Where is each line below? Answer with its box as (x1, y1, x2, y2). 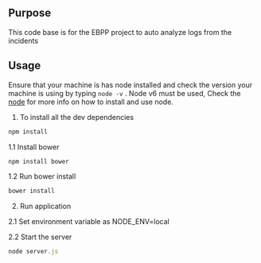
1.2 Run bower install (8, 172, 76, 181)
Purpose (8, 6, 52, 20)
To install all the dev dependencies (19, 112, 134, 122)
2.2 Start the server (8, 232, 72, 242)
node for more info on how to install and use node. (8, 97, 173, 106)
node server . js (8, 248, 59, 256)
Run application (19, 202, 72, 211)
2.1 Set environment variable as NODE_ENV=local (8, 217, 169, 226)
